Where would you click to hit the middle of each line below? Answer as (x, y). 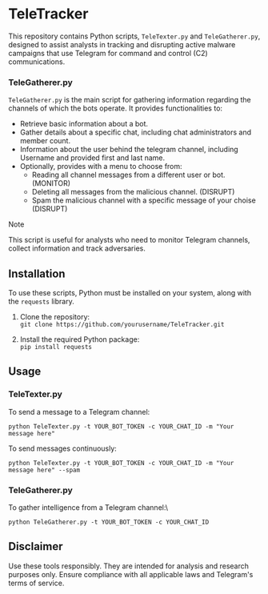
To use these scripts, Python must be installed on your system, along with (130, 293)
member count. (45, 141)
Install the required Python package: (80, 339)
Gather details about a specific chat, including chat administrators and (136, 132)
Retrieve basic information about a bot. (84, 124)
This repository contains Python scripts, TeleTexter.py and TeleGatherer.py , (134, 36)
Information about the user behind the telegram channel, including (129, 150)
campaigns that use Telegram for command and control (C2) (108, 53)
